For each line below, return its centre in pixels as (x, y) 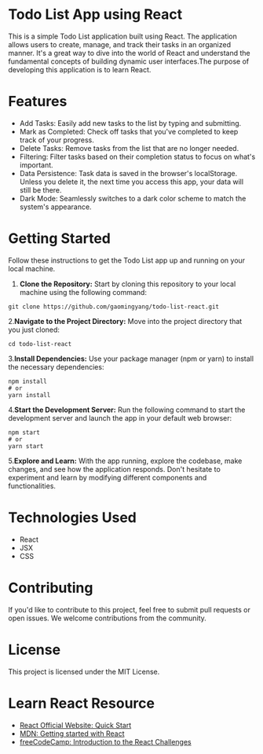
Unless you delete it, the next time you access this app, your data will (131, 182)
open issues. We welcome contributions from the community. (107, 618)
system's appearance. (55, 207)
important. (36, 165)
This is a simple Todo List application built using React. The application (123, 36)
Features (38, 102)
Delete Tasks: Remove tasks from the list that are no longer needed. (129, 148)
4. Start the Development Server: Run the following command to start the (127, 410)
